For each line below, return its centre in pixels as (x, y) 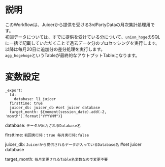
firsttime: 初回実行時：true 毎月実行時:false (47, 135)
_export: (14, 90)
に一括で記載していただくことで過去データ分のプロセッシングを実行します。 (82, 43)
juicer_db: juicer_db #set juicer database (55, 108)
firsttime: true (26, 103)
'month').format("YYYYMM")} (34, 116)
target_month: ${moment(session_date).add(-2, (58, 112)
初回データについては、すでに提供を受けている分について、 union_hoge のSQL (83, 37)
